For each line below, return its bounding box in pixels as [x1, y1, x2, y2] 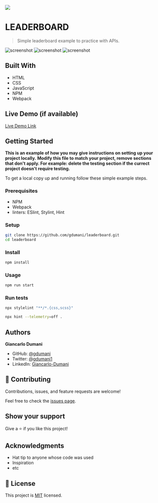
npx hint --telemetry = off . [5, 315, 63, 320]
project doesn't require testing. [5, 166, 70, 172]
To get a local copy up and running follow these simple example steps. [5, 175, 148, 181]
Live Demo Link [5, 123, 37, 129]
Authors [5, 328, 31, 336]
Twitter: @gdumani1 [12, 355, 53, 361]
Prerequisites [5, 187, 38, 194]
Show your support [5, 412, 65, 420]
